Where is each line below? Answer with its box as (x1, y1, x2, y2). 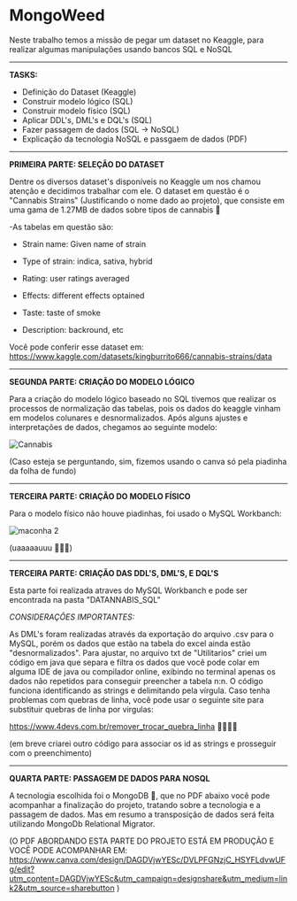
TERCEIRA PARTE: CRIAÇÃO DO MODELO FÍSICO (9, 490, 192, 501)
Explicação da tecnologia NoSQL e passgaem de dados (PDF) (21, 134, 247, 144)
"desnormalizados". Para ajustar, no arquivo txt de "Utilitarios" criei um (9, 647, 267, 658)
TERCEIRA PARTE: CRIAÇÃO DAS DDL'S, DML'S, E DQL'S (9, 567, 219, 578)
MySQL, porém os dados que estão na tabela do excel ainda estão (9, 638, 251, 649)
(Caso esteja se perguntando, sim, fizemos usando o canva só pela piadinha (9, 456, 287, 466)
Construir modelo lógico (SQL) (21, 96, 133, 106)
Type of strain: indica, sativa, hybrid (21, 256, 153, 266)
